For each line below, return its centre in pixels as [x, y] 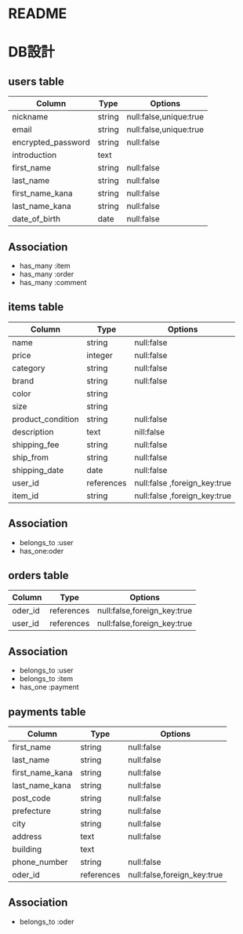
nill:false [150, 431]
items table [36, 307]
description [33, 431]
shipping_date [38, 470]
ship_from [31, 457]
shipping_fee [36, 445]
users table [36, 81]
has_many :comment [53, 282]
